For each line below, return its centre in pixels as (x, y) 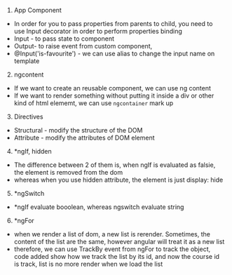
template (27, 61)
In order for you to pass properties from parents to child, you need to (113, 24)
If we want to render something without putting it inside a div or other (114, 95)
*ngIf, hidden (33, 151)
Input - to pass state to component (64, 39)
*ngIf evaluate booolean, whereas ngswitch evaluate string (99, 207)
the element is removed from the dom (68, 172)
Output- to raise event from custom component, (83, 46)
